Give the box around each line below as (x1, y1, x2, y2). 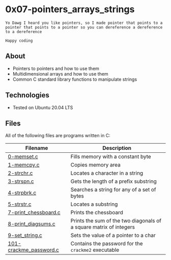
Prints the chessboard (70, 209, 123, 216)
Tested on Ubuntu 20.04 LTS (12, 104, 73, 110)
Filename (25, 145, 48, 152)
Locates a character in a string (70, 170, 144, 177)
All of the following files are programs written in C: (5, 133, 110, 139)
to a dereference (5, 29, 42, 34)
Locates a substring (70, 201, 118, 208)
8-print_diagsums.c (8, 220, 55, 227)
